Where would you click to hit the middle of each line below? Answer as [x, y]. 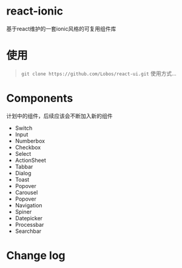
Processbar [29, 224]
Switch [24, 128]
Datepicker [29, 218]
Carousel [26, 192]
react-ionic [35, 11]
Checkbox [28, 147]
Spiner [23, 212]
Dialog [23, 173]
